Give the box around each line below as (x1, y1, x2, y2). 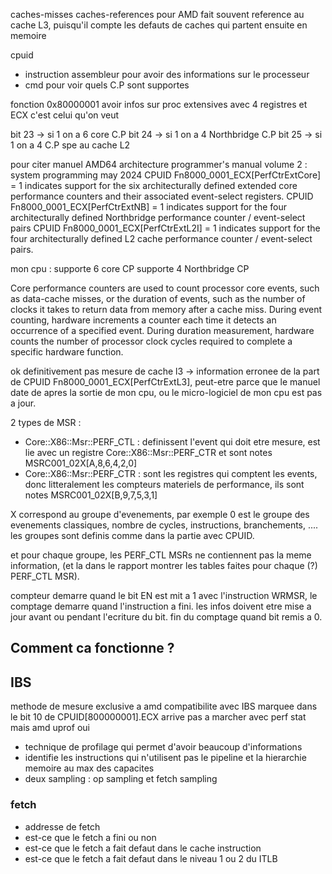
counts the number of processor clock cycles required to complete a (10, 335, 293, 347)
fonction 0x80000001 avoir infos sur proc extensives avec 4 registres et (10, 99, 308, 110)
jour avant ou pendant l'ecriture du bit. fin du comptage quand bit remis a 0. (10, 611, 323, 623)
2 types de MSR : (10, 417, 82, 428)
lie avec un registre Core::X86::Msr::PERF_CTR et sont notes (24, 447, 273, 458)
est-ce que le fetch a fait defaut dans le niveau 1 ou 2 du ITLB (24, 852, 278, 864)
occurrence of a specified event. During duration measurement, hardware (10, 325, 315, 336)
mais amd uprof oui (10, 722, 90, 734)
